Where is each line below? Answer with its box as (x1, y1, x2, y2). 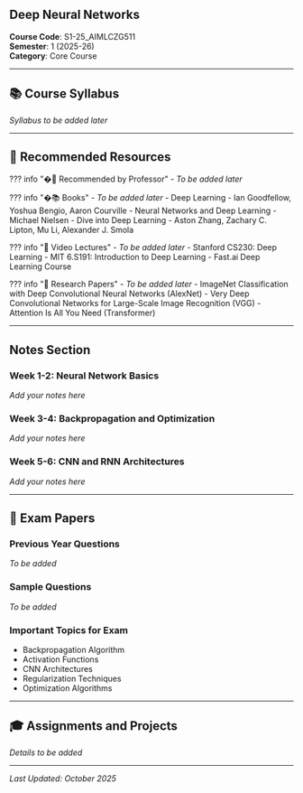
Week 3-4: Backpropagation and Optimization (9, 413, 216, 425)
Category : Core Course (9, 50, 97, 61)
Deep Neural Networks (9, 7, 140, 23)
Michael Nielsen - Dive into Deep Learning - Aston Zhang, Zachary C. (9, 215, 268, 226)
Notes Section (9, 342, 91, 358)
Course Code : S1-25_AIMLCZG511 (9, 31, 136, 42)
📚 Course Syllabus (9, 86, 120, 102)
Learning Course (9, 261, 72, 272)
